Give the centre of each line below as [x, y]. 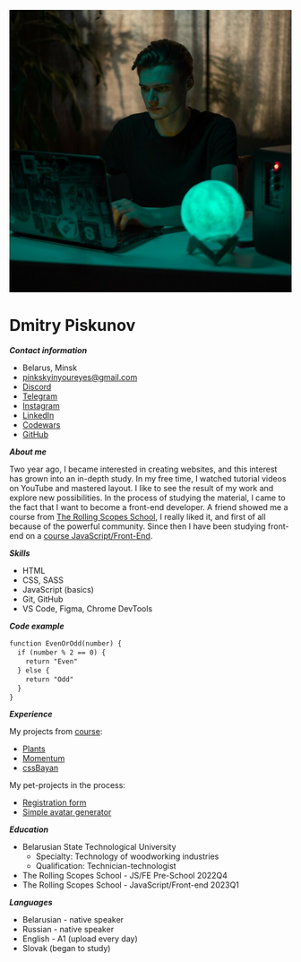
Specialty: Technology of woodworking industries [127, 856]
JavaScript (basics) [58, 589]
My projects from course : [56, 731]
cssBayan [40, 767]
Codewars [41, 425]
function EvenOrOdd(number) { [66, 643]
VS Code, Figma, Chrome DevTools [87, 608]
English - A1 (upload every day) [80, 939]
